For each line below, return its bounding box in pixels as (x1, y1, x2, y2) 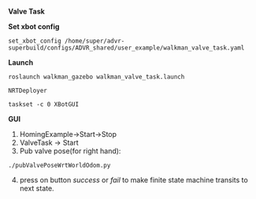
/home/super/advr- (64, 37, 125, 45)
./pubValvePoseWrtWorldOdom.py (8, 161, 111, 169)
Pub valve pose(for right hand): (19, 146, 121, 156)
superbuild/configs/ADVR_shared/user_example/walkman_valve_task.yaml (8, 44, 245, 52)
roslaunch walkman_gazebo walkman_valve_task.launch (8, 73, 185, 81)
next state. (19, 184, 54, 193)
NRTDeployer (8, 87, 47, 94)
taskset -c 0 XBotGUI (8, 101, 80, 109)
